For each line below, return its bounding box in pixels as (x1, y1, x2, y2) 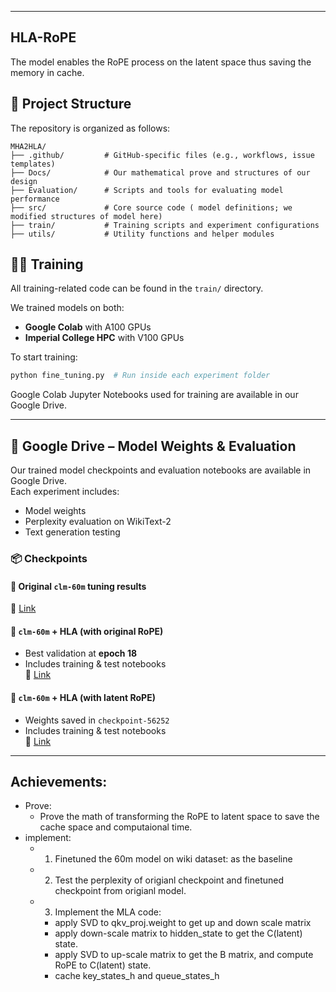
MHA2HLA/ (10, 141, 47, 151)
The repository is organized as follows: (10, 122, 171, 134)
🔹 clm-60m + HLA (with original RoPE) (10, 625, 164, 637)
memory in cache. (10, 66, 85, 78)
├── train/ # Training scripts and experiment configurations (10, 220, 320, 230)
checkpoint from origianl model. (54, 885, 187, 897)
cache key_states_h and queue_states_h (54, 970, 220, 982)
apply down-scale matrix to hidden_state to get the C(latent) (54, 927, 303, 940)
